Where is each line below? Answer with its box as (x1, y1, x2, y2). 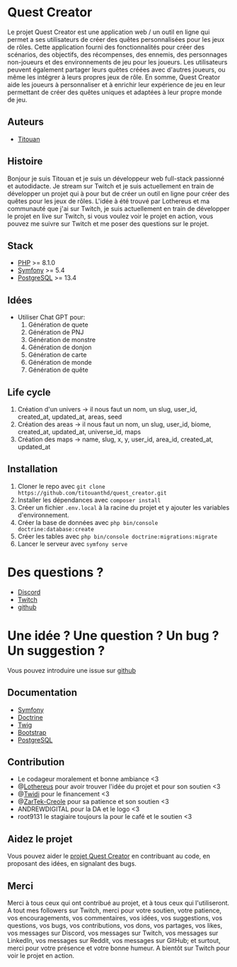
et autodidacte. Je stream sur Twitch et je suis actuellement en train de (7, 181, 214, 190)
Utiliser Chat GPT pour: (17, 313, 86, 322)
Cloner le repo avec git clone (17, 482, 105, 490)
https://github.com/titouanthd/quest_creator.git (17, 490, 168, 497)
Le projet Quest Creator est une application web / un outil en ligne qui (7, 28, 210, 36)
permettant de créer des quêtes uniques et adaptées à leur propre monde (7, 88, 222, 96)
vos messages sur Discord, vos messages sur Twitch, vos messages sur (7, 929, 219, 937)
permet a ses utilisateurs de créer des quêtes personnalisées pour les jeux (7, 35, 225, 43)
